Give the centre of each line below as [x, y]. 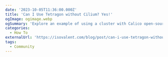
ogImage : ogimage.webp [29, 19]
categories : [17, 28]
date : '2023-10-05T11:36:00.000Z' [41, 10]
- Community [22, 47]
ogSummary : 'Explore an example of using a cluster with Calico [73, 24]
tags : [11, 42]
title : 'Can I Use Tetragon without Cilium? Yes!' [59, 14]
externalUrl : [19, 38]
